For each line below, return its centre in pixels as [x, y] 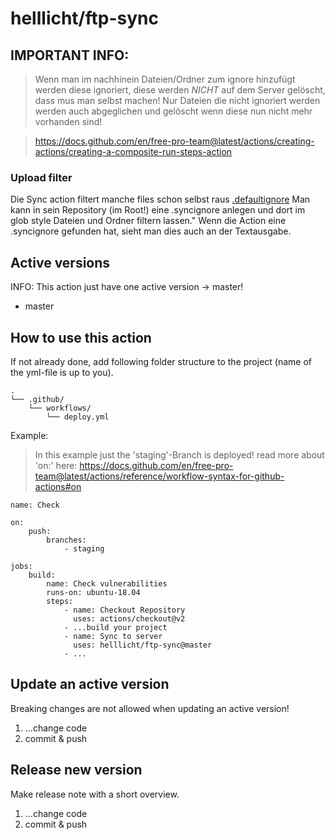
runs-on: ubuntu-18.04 [93, 592]
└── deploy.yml [78, 417]
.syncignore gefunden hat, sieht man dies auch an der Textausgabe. [151, 231]
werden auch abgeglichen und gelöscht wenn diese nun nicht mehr [173, 111]
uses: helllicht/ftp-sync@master [143, 645]
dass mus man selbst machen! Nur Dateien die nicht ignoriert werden [177, 100]
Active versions [60, 262]
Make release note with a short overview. [95, 794]
